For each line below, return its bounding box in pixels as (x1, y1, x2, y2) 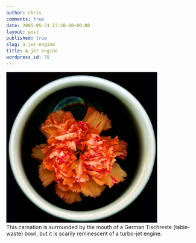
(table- (173, 223, 191, 230)
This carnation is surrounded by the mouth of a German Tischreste (6, 223, 172, 230)
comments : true (6, 16, 45, 22)
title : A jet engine (6, 48, 58, 54)
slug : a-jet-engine (6, 42, 55, 48)
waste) (6, 230, 24, 237)
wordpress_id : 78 (6, 54, 50, 60)
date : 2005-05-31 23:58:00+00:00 (6, 22, 90, 28)
